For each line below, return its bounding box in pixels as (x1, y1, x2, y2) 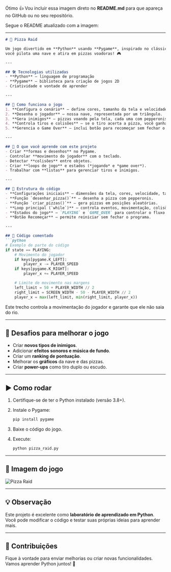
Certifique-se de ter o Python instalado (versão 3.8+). (12, 397, 126, 403)
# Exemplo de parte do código (5, 242, 70, 247)
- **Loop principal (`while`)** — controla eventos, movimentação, (5, 205, 152, 210)
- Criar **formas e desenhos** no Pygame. (5, 148, 97, 154)
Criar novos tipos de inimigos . (12, 342, 77, 349)
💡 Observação (5, 498, 52, 507)
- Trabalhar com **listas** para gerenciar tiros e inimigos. (5, 168, 140, 173)
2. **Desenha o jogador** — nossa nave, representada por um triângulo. (5, 111, 163, 117)
